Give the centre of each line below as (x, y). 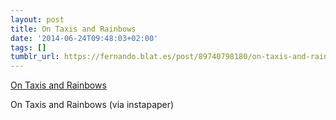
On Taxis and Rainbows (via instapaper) (92, 105)
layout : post (37, 19)
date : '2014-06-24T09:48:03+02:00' (84, 38)
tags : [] (28, 47)
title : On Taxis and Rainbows (73, 29)
